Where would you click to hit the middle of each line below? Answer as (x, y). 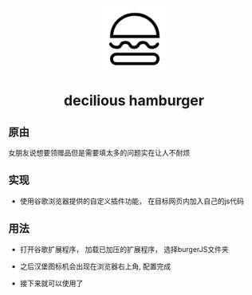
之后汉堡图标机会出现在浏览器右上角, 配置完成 (95, 266)
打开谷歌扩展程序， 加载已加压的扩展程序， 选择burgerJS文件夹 (124, 249)
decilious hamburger (134, 101)
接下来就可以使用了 (51, 283)
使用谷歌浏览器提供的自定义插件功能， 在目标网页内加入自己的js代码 (132, 201)
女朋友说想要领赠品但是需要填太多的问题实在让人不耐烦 (99, 153)
